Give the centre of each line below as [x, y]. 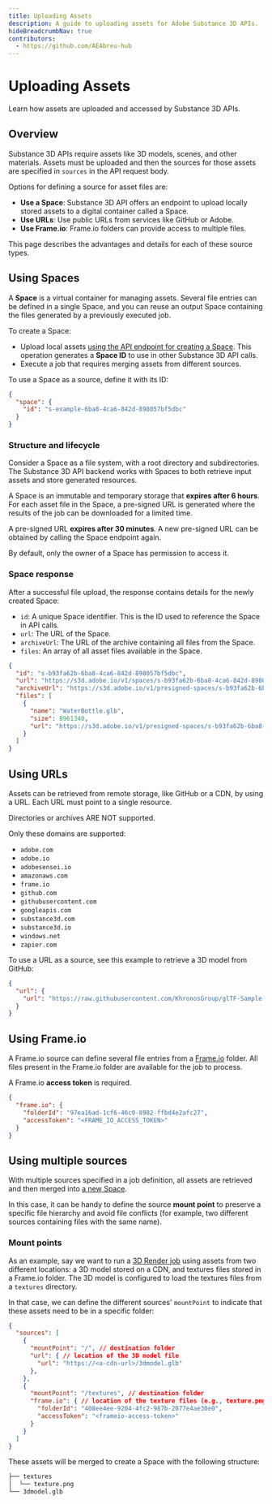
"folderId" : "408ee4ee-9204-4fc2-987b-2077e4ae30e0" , [130, 1409]
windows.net [40, 936]
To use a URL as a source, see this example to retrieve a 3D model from [128, 959]
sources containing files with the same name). [85, 1222]
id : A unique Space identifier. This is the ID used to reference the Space [140, 616]
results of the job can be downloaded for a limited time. [100, 513]
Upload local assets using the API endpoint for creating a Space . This [136, 347]
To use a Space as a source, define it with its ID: [88, 379]
